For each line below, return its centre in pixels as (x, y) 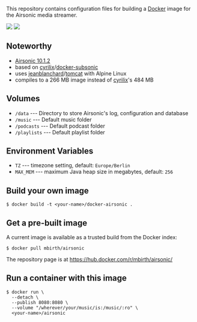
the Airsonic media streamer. (42, 15)
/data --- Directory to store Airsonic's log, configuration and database (102, 113)
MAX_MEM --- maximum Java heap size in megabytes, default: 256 (94, 172)
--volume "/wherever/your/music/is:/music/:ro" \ (75, 308)
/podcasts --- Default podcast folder (60, 126)
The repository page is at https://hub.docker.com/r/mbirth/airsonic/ (89, 260)
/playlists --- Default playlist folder (60, 132)
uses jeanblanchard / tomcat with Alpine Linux (71, 73)
